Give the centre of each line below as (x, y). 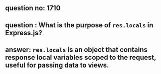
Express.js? (24, 33)
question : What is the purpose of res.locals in (79, 25)
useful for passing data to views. (57, 65)
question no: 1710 (33, 8)
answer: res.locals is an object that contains (77, 50)
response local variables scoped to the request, (80, 57)
